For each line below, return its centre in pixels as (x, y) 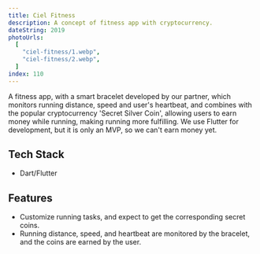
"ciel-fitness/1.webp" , (61, 52)
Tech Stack (36, 155)
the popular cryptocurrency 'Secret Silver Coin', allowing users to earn (123, 113)
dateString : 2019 (37, 30)
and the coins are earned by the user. (80, 242)
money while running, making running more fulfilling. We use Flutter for (123, 121)
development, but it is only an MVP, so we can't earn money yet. (113, 130)
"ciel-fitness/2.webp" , (61, 60)
